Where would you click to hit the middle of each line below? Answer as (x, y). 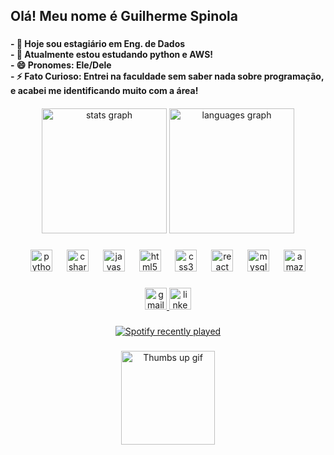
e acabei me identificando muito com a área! (104, 91)
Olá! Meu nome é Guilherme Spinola (124, 16)
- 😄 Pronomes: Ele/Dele (61, 65)
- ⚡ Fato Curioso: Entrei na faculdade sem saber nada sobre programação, (167, 76)
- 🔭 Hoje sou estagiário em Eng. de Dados (98, 44)
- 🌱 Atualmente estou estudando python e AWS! (112, 55)
